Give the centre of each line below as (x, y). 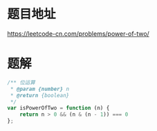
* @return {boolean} (40, 95)
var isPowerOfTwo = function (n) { (58, 108)
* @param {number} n (40, 89)
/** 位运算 (21, 82)
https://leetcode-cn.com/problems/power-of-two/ (78, 33)
